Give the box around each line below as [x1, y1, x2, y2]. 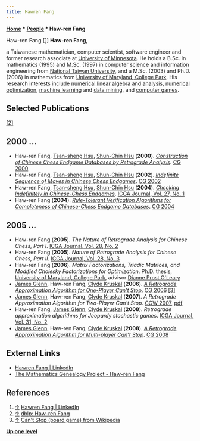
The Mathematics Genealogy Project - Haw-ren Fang [14, 370, 145, 377]
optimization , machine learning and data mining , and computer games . [6, 86, 180, 93]
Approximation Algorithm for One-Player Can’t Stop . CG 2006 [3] [14, 287, 176, 294]
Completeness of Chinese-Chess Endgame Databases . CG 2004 [14, 203, 174, 210]
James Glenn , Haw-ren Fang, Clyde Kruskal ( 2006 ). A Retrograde [14, 281, 177, 288]
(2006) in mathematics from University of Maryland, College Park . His [6, 73, 177, 80]
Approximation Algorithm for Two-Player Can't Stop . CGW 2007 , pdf [14, 299, 183, 307]
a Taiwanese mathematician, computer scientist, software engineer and [6, 48, 182, 55]
